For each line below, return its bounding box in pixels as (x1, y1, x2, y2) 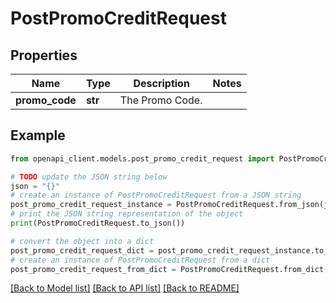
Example (10, 127, 66, 144)
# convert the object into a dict (10, 236, 155, 246)
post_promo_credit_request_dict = (10, 245, 155, 256)
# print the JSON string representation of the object (10, 209, 244, 219)
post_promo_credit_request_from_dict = (10, 264, 177, 274)
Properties (10, 47, 78, 64)
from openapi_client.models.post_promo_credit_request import (10, 153, 275, 164)
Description (133, 77, 190, 90)
